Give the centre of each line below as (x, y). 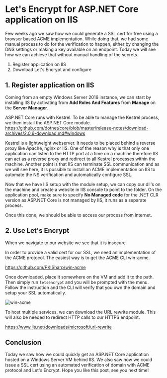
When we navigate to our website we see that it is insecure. (66, 243)
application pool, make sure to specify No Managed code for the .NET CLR (82, 194)
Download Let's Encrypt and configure (52, 69)
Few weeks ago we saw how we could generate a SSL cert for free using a (82, 33)
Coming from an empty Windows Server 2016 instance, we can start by (78, 97)
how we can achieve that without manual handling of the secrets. (72, 54)
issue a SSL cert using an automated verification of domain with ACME (78, 365)
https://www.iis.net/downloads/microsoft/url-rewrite (58, 327)
